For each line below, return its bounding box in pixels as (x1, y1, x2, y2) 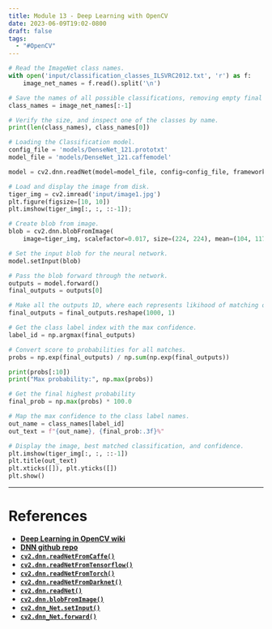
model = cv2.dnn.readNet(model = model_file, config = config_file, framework (8, 168, 266, 176)
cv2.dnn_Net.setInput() (19, 604, 101, 612)
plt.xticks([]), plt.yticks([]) (8, 464, 117, 473)
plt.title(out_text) (8, 457, 79, 465)
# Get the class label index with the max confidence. (8, 323, 198, 332)
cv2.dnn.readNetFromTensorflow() (19, 561, 134, 569)
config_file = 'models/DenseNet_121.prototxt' (8, 146, 168, 154)
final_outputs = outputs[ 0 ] (8, 287, 104, 295)
